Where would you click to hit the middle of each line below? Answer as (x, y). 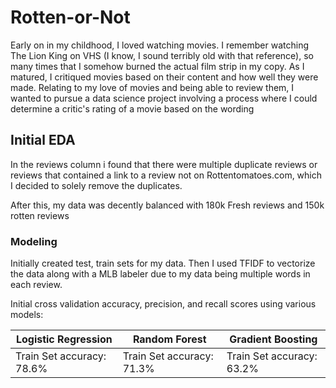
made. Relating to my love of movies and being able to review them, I (152, 87)
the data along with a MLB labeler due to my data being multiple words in (160, 274)
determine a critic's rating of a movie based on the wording (132, 108)
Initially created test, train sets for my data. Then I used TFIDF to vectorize (163, 263)
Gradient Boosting (273, 339)
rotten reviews (40, 215)
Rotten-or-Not (70, 17)
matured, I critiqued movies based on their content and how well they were (164, 77)
